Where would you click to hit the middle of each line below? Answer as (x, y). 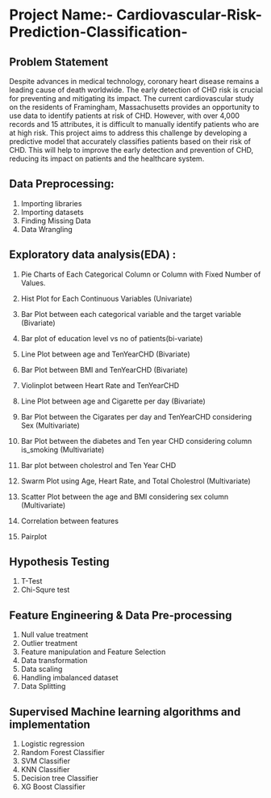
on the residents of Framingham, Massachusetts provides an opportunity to (134, 107)
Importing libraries (51, 203)
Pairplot (34, 536)
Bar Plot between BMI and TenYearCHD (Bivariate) (104, 369)
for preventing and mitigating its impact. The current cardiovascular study (131, 98)
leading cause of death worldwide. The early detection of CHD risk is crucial (136, 90)
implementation (50, 724)
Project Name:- (61, 15)
